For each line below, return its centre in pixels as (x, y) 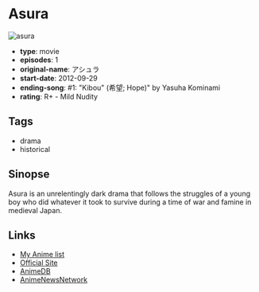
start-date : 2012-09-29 (58, 78)
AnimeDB (35, 271)
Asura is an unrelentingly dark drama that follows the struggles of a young (129, 193)
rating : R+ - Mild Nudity (58, 96)
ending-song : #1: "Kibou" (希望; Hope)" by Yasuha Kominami (120, 88)
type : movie (39, 51)
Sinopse (29, 175)
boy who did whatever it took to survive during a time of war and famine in (130, 202)
